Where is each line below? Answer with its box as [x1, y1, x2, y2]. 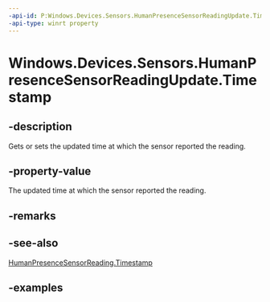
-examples [8, 280, 63, 294]
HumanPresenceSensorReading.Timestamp [8, 258, 153, 267]
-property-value [8, 164, 92, 178]
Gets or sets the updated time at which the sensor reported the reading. [8, 141, 247, 151]
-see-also [8, 236, 59, 250]
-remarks [8, 209, 56, 222]
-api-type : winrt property [8, 19, 99, 27]
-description [8, 120, 72, 133]
